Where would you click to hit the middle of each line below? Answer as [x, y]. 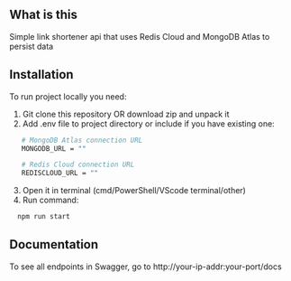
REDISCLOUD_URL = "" [60, 173]
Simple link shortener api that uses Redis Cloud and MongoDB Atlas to [140, 36]
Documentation [54, 244]
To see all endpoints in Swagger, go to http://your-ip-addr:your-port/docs [145, 267]
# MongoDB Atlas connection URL [82, 140]
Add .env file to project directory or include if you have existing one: [148, 123]
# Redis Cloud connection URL [78, 165]
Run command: [50, 200]
